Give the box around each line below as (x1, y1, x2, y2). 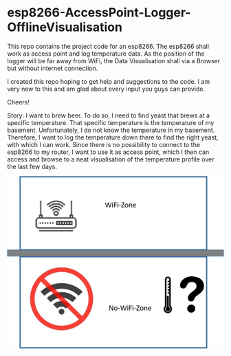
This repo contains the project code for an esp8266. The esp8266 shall (7, 42, 210, 50)
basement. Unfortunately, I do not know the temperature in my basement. (7, 126, 215, 134)
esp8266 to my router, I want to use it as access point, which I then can (7, 148, 210, 156)
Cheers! (7, 98, 30, 106)
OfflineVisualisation (7, 19, 122, 35)
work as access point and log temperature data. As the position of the (7, 49, 205, 58)
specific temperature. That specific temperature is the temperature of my (7, 118, 214, 126)
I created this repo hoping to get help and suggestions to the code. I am (7, 77, 210, 85)
